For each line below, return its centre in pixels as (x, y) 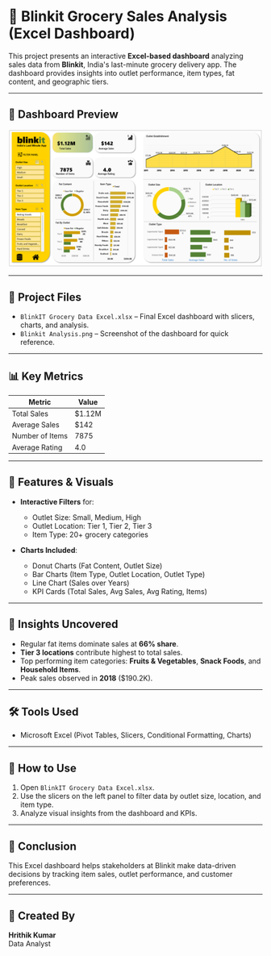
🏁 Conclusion (42, 846)
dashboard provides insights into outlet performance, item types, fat (122, 73)
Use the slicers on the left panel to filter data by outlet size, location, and (140, 796)
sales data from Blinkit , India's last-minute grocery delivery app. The (123, 64)
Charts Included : (49, 550)
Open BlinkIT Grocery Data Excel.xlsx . (87, 788)
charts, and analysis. (54, 325)
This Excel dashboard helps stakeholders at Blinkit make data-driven (122, 866)
